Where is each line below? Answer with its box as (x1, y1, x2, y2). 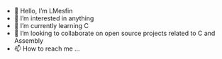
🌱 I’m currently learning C (13, 22, 89, 29)
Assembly (13, 37, 44, 45)
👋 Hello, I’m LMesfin (13, 7, 73, 15)
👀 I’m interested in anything (13, 14, 94, 22)
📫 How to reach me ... (13, 44, 80, 53)
